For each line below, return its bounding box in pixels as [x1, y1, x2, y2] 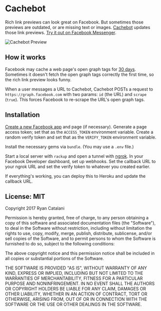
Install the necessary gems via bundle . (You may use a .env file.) [5, 144, 134, 149]
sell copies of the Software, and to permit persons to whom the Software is [5, 236, 156, 241]
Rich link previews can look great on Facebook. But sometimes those [5, 19, 144, 25]
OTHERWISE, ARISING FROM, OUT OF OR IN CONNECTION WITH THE [5, 296, 147, 302]
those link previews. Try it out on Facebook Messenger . [5, 29, 117, 35]
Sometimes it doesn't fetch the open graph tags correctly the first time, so [5, 72, 154, 77]
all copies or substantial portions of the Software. [5, 256, 104, 262]
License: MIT [5, 192, 45, 201]
